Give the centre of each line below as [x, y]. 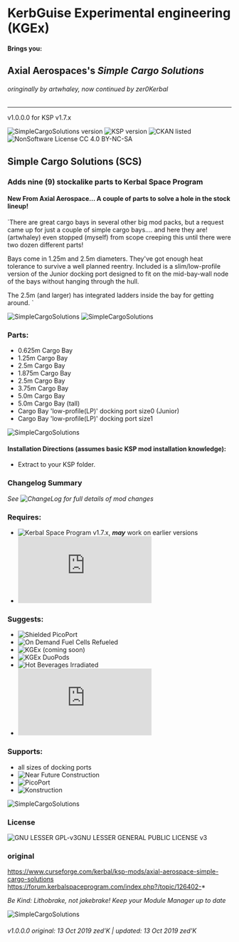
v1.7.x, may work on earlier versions [145, 532]
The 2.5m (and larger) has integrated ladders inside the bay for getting [111, 295]
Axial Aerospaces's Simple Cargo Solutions [106, 71]
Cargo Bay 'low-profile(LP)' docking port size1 [85, 419]
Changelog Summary [45, 483]
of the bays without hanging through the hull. [73, 281]
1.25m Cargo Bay [43, 358]
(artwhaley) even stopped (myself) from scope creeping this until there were [119, 237]
